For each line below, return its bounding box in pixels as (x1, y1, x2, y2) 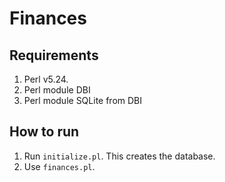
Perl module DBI (23, 84, 91, 96)
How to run (9, 123, 80, 141)
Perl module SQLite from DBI (23, 95, 143, 106)
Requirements (9, 47, 99, 64)
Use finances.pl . (23, 160, 96, 172)
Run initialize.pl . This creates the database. (23, 150, 216, 162)
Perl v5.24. (23, 73, 69, 85)
